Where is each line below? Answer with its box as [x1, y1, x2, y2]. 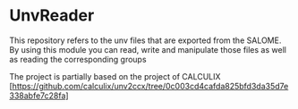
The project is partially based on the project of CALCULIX [9, 71, 221, 81]
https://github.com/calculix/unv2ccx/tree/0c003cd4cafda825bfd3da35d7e [12, 80, 289, 91]
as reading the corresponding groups [9, 54, 147, 64]
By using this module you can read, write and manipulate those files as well [9, 44, 286, 54]
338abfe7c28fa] [9, 90, 69, 101]
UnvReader [9, 5, 95, 26]
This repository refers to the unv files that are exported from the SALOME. [9, 35, 282, 46]
